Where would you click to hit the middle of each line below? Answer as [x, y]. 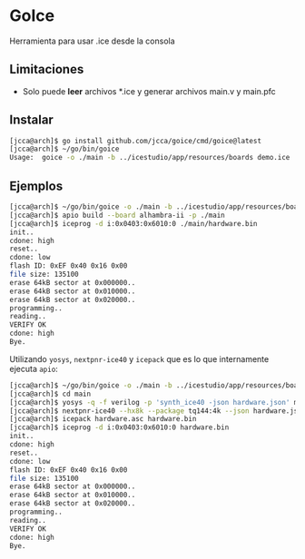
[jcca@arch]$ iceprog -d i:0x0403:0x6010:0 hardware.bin [119, 427]
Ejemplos [36, 186]
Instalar [32, 120]
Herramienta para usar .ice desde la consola [92, 41]
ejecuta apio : [34, 368]
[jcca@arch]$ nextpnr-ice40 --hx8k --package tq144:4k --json [129, 411]
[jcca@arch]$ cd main [50, 394]
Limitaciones [47, 69]
